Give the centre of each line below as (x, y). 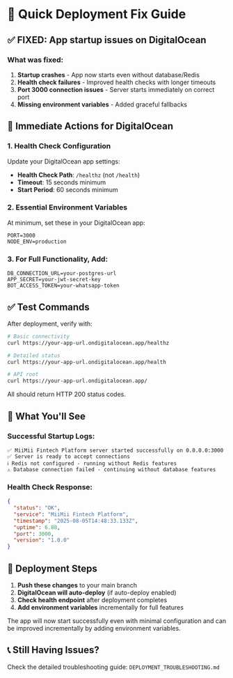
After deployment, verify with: (50, 324)
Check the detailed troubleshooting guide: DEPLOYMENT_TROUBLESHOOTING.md (114, 667)
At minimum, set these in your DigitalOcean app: (77, 223)
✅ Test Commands (49, 307)
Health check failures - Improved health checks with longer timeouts (116, 82)
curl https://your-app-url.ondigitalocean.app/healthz (88, 343)
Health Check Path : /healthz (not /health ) (79, 175)
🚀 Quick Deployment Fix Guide (97, 14)
